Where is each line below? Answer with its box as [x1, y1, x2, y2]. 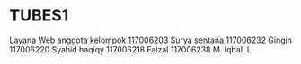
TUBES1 [9, 5, 69, 26]
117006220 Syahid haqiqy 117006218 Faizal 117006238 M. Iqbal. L [9, 44, 252, 54]
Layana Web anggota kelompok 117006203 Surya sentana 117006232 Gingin [9, 35, 292, 45]
